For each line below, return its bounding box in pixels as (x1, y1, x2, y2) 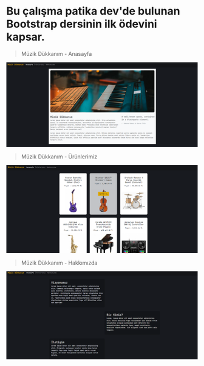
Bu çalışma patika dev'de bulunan (6, 4, 180, 18)
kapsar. (6, 30, 46, 44)
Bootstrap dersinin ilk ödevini (6, 17, 157, 31)
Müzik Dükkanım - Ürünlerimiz (21, 153, 98, 160)
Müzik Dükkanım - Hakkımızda (21, 259, 98, 266)
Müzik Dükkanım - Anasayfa (21, 50, 92, 57)
